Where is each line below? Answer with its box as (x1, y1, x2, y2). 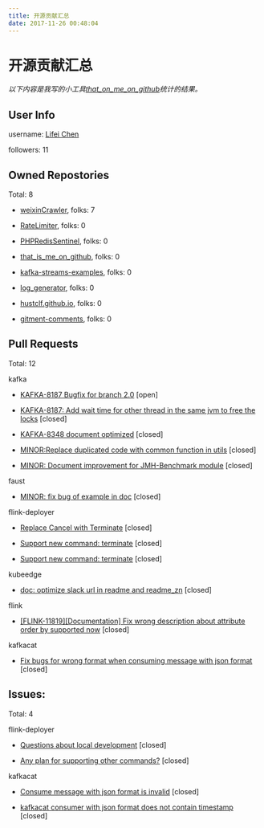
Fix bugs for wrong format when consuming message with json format (19, 655, 253, 665)
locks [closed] (19, 414, 67, 423)
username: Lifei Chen (8, 129, 79, 139)
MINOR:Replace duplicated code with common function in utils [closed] (19, 445, 257, 455)
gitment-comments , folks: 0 (19, 314, 112, 324)
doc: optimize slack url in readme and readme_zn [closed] (19, 585, 213, 594)
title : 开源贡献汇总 (8, 11, 70, 20)
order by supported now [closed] (19, 624, 130, 634)
